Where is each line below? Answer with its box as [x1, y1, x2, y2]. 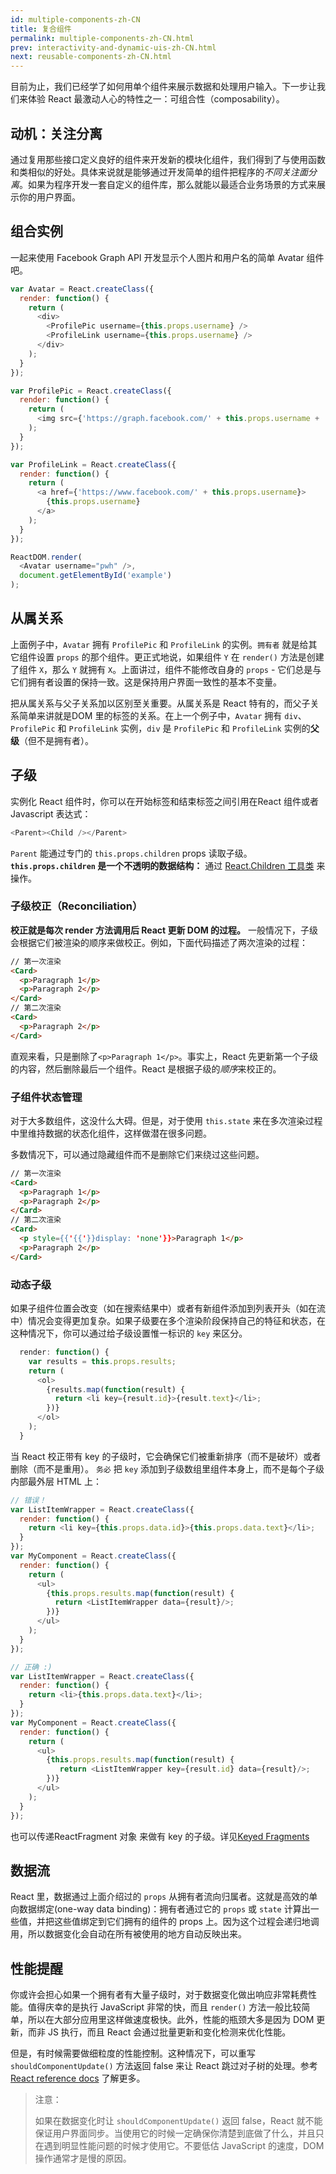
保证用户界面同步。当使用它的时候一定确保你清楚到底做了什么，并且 [34, 2127, 316, 2140]
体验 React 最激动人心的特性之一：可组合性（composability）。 [27, 93, 285, 105]
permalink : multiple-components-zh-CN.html [10, 33, 195, 43]
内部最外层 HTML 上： [10, 1475, 102, 1487]
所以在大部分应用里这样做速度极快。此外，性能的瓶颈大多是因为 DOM [27, 2014, 315, 2026]
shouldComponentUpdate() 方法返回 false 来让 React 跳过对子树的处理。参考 [10, 2060, 318, 2072]
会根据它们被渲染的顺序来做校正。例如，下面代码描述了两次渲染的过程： [10, 936, 308, 948]
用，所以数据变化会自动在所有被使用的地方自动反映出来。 [10, 1928, 247, 1940]
